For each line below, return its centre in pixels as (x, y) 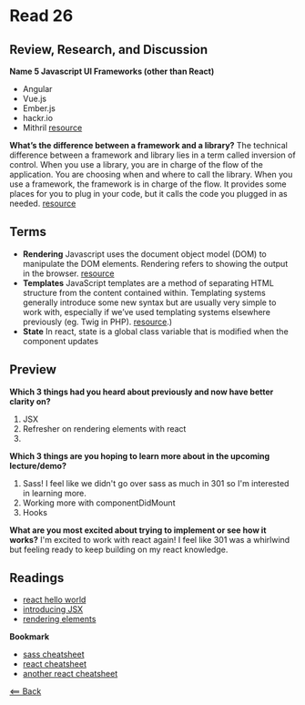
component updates (60, 341)
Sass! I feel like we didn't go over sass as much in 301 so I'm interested (156, 483)
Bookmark (30, 637)
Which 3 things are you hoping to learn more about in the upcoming (140, 455)
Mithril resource (52, 128)
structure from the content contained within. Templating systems (144, 292)
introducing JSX (53, 609)
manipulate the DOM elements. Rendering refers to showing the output (155, 263)
